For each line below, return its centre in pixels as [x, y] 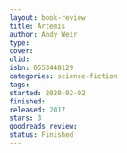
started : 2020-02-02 [48, 93]
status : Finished [42, 135]
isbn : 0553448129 [42, 68]
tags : [19, 85]
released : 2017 [38, 110]
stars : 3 [25, 118]
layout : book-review [48, 18]
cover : [21, 51]
